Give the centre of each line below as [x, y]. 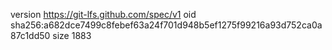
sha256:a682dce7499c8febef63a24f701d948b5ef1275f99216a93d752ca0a [166, 25]
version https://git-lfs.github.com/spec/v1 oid [103, 14]
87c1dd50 [30, 35]
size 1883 [72, 35]
